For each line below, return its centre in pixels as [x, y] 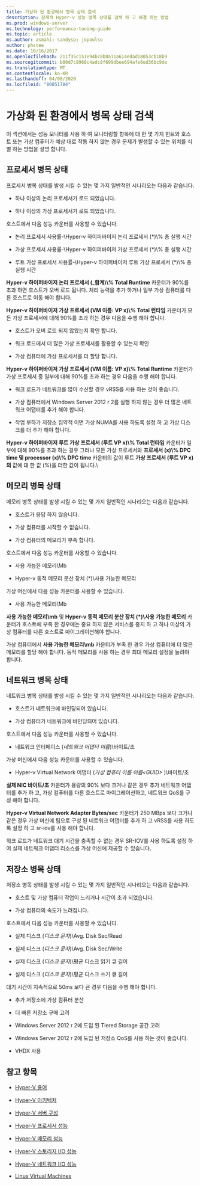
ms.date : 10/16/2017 [32, 51]
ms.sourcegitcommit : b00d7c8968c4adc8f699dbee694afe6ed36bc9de [87, 62]
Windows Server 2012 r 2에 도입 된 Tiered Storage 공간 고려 [87, 1026]
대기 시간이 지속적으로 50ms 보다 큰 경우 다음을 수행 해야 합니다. [82, 987]
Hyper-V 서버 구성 [37, 1113]
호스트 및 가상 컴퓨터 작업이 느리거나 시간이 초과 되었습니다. [84, 897]
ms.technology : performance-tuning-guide [59, 29]
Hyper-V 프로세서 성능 [41, 1126]
